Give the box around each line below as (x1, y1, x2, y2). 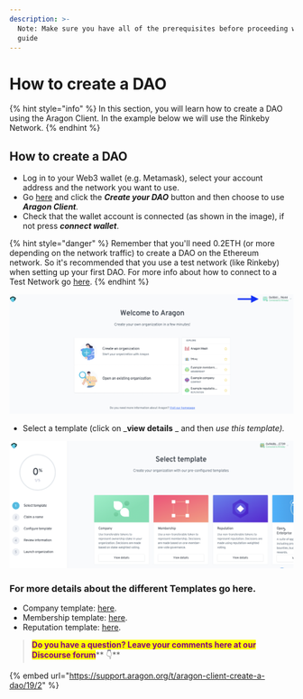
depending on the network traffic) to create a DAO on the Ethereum (9, 248, 260, 259)
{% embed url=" (9, 670, 70, 681)
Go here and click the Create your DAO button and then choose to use (22, 192, 285, 203)
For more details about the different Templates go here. (9, 583, 257, 595)
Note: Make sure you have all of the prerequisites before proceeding (17, 23, 289, 33)
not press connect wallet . (22, 221, 120, 232)
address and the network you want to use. (22, 182, 180, 193)
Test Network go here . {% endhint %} (9, 276, 150, 288)
